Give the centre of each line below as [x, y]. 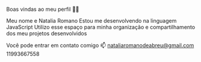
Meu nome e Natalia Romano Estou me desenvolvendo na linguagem [91, 21]
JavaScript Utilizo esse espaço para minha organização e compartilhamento [101, 27]
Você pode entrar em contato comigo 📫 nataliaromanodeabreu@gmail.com [100, 45]
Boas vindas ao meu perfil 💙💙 [43, 9]
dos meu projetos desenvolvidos [47, 33]
